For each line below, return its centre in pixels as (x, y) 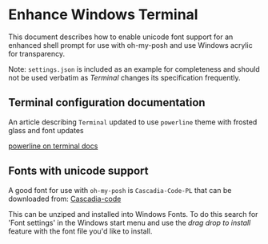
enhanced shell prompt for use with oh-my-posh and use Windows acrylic (131, 45)
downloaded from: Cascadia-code (65, 199)
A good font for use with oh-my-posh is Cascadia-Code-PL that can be (120, 190)
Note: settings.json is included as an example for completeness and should (134, 69)
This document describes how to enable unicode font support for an (121, 37)
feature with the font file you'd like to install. (80, 231)
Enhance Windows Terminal (103, 15)
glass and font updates (46, 130)
